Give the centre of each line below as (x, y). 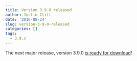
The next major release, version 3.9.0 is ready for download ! (69, 53)
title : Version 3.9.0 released (39, 10)
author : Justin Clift (28, 15)
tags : (11, 34)
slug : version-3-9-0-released (38, 24)
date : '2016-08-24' (26, 19)
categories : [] (21, 29)
